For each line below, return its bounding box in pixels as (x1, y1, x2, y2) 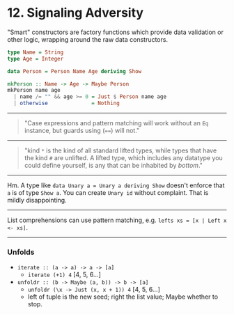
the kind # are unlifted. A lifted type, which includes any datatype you (24, 154, 223, 162)
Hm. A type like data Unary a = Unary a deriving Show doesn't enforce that (7, 181, 225, 189)
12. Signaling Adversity (7, 5, 144, 21)
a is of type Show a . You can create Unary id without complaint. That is (7, 189, 209, 197)
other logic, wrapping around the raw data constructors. (7, 35, 169, 43)
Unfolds (7, 247, 35, 257)
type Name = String (7, 49, 64, 56)
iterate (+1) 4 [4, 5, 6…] (27, 270, 101, 279)
